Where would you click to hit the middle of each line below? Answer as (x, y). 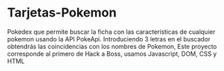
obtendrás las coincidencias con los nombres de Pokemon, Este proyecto (112, 46)
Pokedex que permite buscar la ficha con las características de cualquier (111, 32)
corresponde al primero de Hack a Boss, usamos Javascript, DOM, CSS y (112, 54)
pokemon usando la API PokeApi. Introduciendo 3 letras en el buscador (109, 39)
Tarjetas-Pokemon (62, 13)
